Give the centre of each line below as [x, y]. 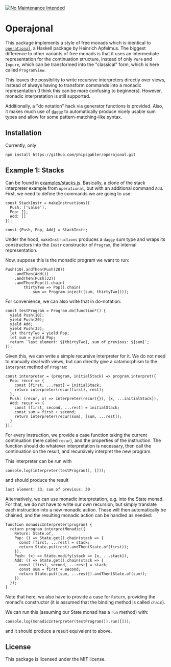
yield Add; [21, 324]
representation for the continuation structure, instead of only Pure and [79, 59]
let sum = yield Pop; [33, 338]
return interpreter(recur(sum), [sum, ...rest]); [68, 416]
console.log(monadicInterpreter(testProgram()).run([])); [68, 621]
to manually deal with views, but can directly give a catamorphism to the [81, 361]
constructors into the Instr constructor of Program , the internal [71, 244]
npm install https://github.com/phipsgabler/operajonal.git [71, 154]
